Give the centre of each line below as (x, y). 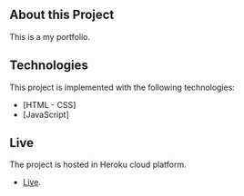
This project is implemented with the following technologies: (122, 87)
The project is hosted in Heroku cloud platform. (98, 165)
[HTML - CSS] (49, 104)
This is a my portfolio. (50, 36)
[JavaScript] (46, 114)
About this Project (62, 15)
